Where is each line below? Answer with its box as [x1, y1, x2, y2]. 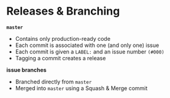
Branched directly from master [15, 78, 92, 85]
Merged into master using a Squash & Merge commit [15, 84, 148, 92]
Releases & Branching [6, 4, 120, 18]
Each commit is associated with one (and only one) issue [15, 41, 160, 49]
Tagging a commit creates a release [15, 54, 106, 61]
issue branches [6, 66, 47, 74]
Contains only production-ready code [15, 35, 110, 42]
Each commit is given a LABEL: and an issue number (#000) [15, 47, 164, 55]
